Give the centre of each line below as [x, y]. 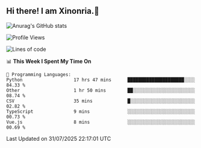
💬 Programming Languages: [39, 74]
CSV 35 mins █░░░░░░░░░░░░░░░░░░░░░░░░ [101, 101]
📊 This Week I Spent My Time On [49, 61]
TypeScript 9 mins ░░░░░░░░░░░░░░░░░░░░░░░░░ [101, 111]
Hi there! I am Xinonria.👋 [53, 11]
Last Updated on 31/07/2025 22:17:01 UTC [59, 138]
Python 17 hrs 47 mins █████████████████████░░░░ [101, 80]
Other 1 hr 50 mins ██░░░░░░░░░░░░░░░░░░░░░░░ [101, 90]
